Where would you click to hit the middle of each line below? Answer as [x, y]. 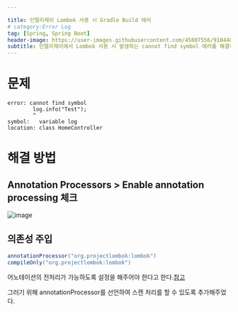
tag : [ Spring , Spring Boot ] [49, 33]
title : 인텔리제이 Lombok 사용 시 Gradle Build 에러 [79, 20]
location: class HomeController [55, 128]
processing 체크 [42, 197]
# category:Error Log [39, 27]
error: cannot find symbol [47, 104]
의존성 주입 [30, 239]
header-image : [28, 40]
